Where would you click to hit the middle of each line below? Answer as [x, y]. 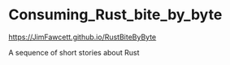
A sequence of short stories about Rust [74, 52]
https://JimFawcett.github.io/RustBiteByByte [82, 37]
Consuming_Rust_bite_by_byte [115, 15]
